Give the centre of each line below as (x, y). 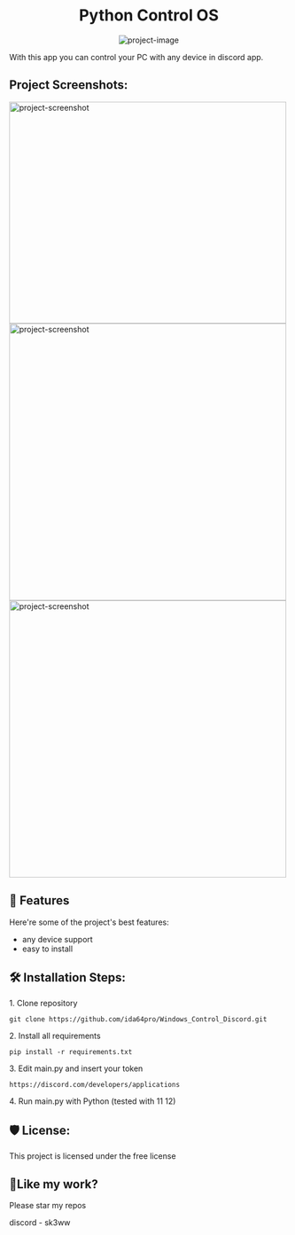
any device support (57, 939)
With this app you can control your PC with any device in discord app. (136, 57)
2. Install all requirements (55, 1036)
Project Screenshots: (69, 85)
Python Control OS (149, 16)
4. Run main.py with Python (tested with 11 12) (93, 1101)
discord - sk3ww (40, 1223)
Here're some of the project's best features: (89, 922)
